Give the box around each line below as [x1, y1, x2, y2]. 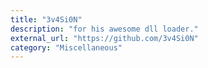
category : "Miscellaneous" [10, 42, 123, 53]
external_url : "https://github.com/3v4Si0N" [10, 33, 199, 43]
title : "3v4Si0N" [10, 14, 83, 25]
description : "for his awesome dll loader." [10, 24, 199, 34]
